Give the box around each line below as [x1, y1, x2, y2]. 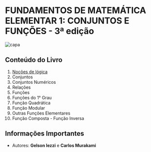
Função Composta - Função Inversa [12, 115, 84, 121]
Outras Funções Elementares [12, 110, 71, 116]
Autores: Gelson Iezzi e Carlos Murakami [12, 142, 96, 148]
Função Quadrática [12, 100, 51, 106]
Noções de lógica [12, 69, 48, 75]
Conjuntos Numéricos [12, 79, 56, 85]
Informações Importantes [5, 130, 84, 138]
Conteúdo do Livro [5, 56, 62, 64]
